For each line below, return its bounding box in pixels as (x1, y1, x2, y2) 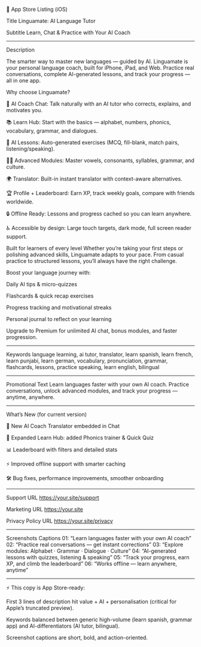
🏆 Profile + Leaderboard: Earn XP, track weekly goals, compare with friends (6, 190, 195, 196)
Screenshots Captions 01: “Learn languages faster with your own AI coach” (6, 535, 191, 541)
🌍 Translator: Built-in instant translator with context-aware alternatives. (6, 175, 182, 182)
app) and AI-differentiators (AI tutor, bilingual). (6, 622, 120, 630)
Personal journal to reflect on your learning (6, 316, 112, 322)
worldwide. (6, 198, 34, 205)
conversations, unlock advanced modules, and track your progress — (6, 387, 178, 394)
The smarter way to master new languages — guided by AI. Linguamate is (6, 58, 188, 65)
